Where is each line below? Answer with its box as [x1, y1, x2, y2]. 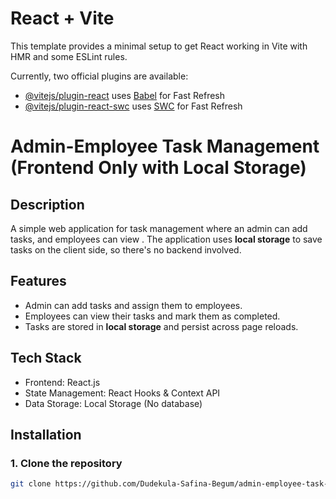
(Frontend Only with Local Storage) [10, 157, 307, 179]
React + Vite [10, 7, 115, 30]
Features [10, 273, 67, 290]
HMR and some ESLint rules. [10, 50, 128, 62]
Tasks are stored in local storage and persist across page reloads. [24, 320, 299, 332]
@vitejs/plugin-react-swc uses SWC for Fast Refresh [24, 100, 243, 112]
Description [10, 196, 85, 213]
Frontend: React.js [24, 376, 101, 388]
